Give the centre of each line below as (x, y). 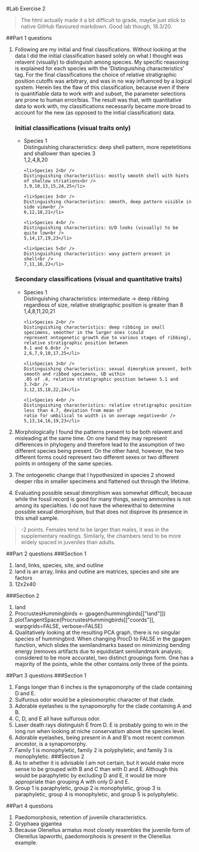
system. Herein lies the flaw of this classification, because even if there (102, 87)
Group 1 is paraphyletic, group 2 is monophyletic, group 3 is (88, 788)
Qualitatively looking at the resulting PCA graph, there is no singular (97, 632)
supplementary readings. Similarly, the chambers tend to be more (101, 536)
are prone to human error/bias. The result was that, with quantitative (98, 100)
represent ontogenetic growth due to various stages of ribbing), (108, 337)
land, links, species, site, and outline (59, 565)
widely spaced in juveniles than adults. (68, 542)
